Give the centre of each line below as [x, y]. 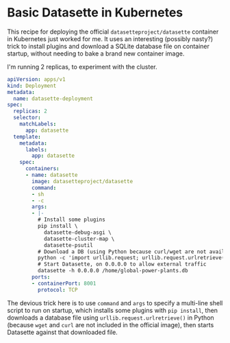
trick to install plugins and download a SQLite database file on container [108, 46]
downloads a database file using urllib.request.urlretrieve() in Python [111, 318]
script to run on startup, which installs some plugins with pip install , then [112, 310]
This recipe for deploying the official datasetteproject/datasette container [113, 32]
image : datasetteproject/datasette [82, 181]
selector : [27, 118]
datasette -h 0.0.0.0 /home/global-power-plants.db [113, 271]
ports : [41, 277]
